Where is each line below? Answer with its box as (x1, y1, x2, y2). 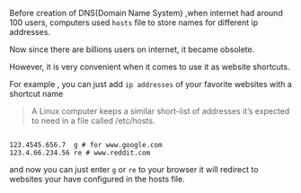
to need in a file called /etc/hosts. (31, 116, 155, 126)
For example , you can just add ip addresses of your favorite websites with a (9, 79, 292, 89)
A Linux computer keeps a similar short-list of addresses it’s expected (31, 106, 290, 116)
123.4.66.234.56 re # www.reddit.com (9, 148, 151, 157)
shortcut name (9, 89, 64, 99)
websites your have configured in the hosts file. (9, 174, 186, 184)
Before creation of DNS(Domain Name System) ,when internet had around (9, 8, 283, 18)
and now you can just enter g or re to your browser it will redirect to (9, 164, 259, 174)
